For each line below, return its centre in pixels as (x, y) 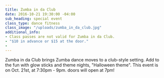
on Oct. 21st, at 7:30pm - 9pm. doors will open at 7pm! (60, 70)
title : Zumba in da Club (30, 10)
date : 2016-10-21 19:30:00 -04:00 (40, 14)
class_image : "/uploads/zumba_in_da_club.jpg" (53, 28)
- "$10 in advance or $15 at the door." (47, 41)
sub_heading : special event (34, 19)
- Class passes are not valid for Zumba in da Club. (60, 37)
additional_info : (23, 32)
